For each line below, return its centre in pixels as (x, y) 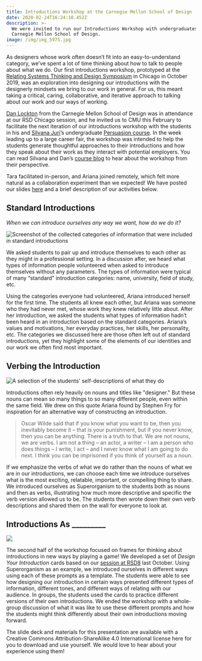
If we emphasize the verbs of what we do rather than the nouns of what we (99, 467)
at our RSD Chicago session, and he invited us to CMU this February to (94, 120)
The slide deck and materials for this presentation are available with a (92, 632)
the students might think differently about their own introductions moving (97, 614)
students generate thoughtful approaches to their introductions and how (96, 146)
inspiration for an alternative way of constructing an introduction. (87, 412)
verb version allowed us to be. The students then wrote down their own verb (101, 499)
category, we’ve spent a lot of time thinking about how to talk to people (94, 63)
